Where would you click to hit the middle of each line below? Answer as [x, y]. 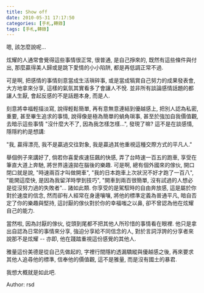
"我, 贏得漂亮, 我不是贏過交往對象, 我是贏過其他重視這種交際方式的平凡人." [99, 144]
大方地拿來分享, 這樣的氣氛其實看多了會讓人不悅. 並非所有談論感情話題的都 [100, 88]
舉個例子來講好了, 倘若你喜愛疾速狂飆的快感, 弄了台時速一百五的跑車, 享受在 [101, 157]
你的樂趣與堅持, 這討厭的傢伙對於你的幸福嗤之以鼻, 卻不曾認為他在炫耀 [105, 203]
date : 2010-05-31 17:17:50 [40, 18]
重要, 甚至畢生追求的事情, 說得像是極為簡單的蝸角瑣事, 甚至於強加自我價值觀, [102, 116]
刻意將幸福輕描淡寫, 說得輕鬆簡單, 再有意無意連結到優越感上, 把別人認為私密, [102, 109]
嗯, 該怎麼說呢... [26, 47]
